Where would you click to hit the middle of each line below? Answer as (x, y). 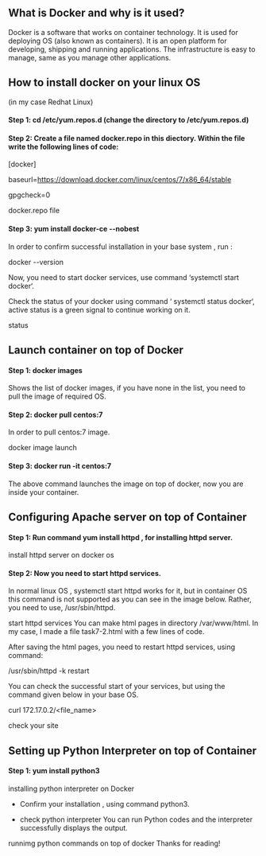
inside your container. (44, 492)
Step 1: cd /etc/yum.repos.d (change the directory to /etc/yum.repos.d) (129, 120)
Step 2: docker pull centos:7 (56, 414)
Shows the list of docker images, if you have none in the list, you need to (127, 388)
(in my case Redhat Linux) (51, 102)
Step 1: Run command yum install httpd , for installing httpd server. (120, 537)
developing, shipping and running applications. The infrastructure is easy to (132, 49)
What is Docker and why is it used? (96, 13)
